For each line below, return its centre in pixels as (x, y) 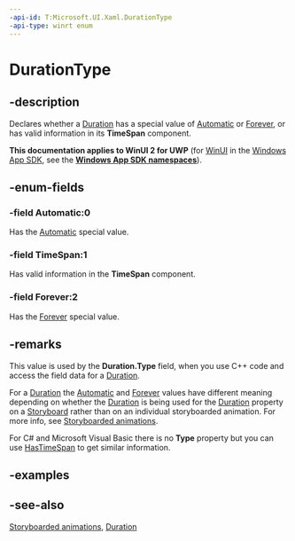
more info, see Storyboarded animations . (84, 420)
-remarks (35, 345)
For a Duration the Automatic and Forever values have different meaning (141, 392)
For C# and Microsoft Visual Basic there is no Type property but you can (142, 438)
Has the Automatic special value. (69, 232)
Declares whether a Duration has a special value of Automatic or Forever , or (147, 123)
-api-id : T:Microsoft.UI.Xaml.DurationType (91, 17)
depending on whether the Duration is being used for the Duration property (146, 402)
